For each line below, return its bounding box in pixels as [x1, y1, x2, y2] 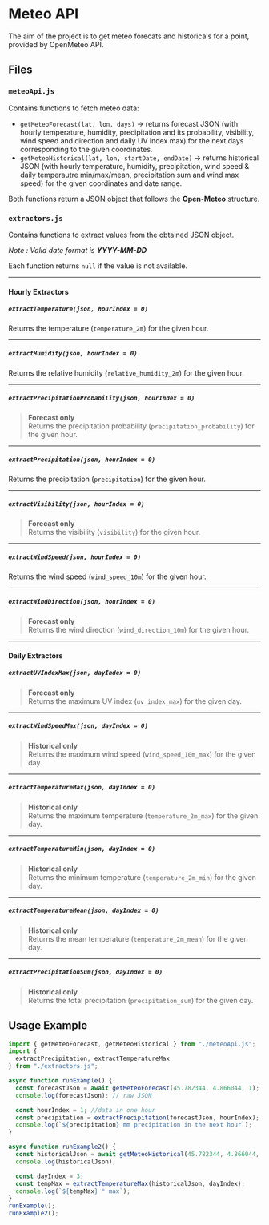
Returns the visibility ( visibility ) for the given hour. [27, 528, 201, 537]
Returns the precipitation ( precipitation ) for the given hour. [8, 474, 206, 484]
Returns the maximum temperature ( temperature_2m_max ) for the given [27, 810, 259, 821]
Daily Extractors [8, 650, 63, 661]
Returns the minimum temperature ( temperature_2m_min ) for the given [27, 872, 256, 882]
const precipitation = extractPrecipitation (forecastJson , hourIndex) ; [15, 1114, 260, 1122]
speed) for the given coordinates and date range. [19, 178, 183, 188]
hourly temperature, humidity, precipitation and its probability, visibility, [19, 127, 255, 137]
